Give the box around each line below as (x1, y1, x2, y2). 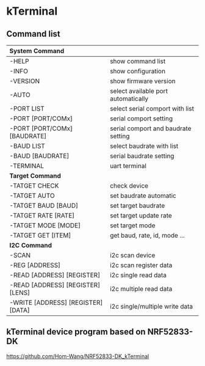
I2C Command (9, 241, 52, 249)
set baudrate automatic (109, 191, 177, 200)
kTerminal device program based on (6, 327, 146, 337)
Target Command (9, 172, 61, 180)
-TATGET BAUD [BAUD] (9, 202, 78, 210)
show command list (109, 57, 166, 65)
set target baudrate (109, 202, 165, 210)
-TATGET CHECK (9, 181, 59, 190)
